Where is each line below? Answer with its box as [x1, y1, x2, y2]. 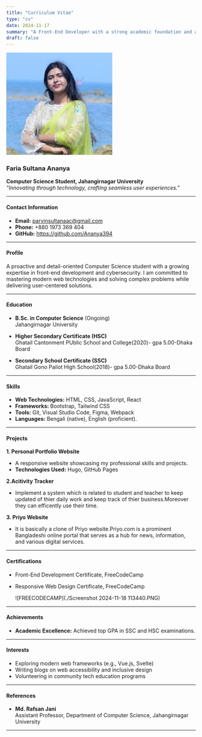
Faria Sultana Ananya [6, 164, 70, 173]
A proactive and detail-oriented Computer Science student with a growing [6, 262, 189, 270]
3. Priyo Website [6, 514, 48, 521]
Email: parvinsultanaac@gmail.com [14, 217, 103, 224]
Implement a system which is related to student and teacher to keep [14, 489, 183, 497]
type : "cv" [6, 16, 34, 22]
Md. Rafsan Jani [14, 705, 57, 712]
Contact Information [6, 204, 58, 211]
